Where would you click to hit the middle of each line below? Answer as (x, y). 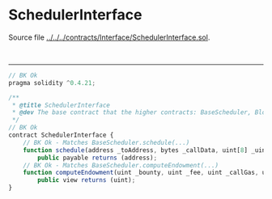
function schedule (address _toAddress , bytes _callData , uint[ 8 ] (136, 150)
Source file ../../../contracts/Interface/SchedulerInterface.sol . (109, 37)
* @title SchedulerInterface (61, 105)
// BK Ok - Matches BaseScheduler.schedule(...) (106, 142)
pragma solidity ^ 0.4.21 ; (52, 83)
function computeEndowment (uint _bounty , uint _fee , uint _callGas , (141, 173)
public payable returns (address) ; (98, 158)
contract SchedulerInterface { (61, 135)
